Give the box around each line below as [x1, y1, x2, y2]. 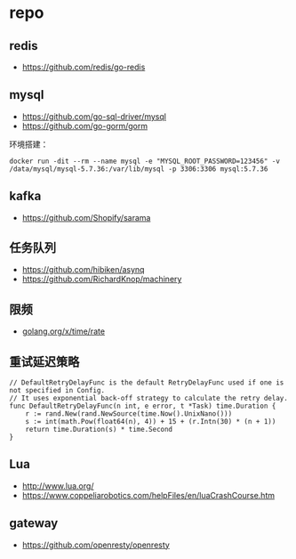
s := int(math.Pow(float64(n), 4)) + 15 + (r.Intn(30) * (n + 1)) [25, 417, 276, 426]
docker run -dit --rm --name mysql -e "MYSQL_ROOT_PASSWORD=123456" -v [9, 157, 280, 166]
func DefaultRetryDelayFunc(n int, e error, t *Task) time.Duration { [9, 401, 276, 411]
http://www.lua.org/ [21, 480, 94, 491]
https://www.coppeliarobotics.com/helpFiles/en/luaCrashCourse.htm [21, 490, 276, 500]
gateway [9, 515, 59, 531]
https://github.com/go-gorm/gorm [21, 120, 148, 131]
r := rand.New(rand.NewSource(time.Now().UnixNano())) [25, 409, 233, 418]
